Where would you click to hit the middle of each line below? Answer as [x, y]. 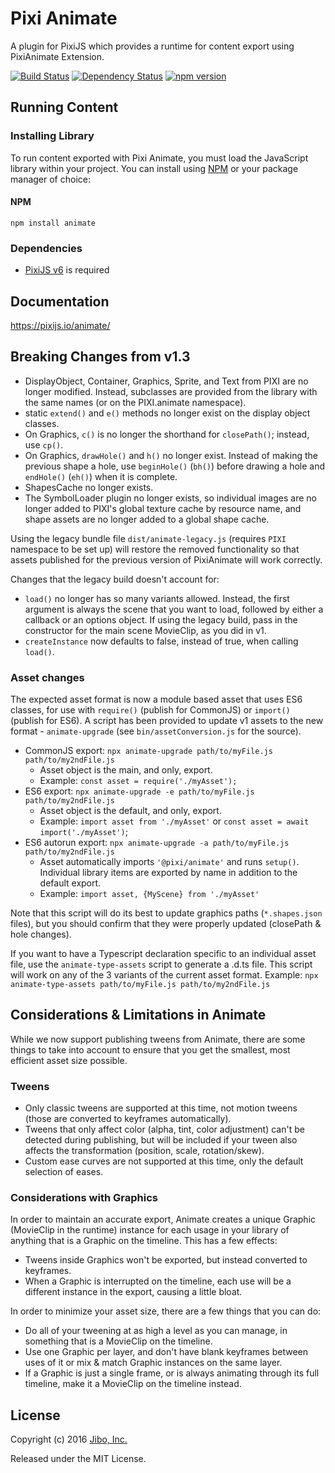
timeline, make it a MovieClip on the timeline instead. [133, 1384]
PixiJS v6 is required [67, 270]
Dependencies [46, 248]
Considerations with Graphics [84, 1198]
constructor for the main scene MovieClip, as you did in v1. [145, 630]
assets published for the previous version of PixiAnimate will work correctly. [166, 559]
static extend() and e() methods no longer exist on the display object [167, 413]
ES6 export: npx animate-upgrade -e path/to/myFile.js [139, 791]
